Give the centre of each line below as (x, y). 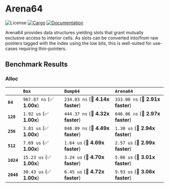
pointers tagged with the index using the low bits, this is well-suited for (78, 43)
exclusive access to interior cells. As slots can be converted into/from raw (82, 38)
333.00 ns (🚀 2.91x (138, 99)
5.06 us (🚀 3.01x (135, 157)
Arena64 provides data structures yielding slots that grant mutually (74, 32)
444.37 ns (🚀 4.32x (87, 113)
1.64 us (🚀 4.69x (84, 143)
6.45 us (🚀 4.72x (84, 171)
